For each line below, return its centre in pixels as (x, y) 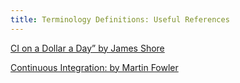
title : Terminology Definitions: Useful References (120, 19)
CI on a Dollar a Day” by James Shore (87, 48)
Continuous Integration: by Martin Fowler (94, 67)
